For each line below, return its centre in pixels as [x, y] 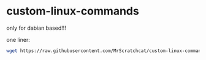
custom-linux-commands [73, 11]
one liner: [18, 39]
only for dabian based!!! [36, 28]
